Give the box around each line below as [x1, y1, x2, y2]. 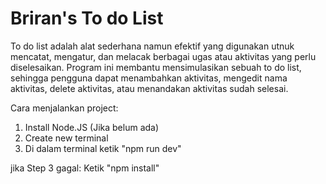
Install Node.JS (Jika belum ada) [24, 121, 160, 133]
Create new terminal [24, 132, 109, 144]
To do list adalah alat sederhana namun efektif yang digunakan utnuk [10, 40, 295, 52]
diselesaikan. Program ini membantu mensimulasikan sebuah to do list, [10, 61, 302, 73]
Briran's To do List [10, 7, 164, 30]
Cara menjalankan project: [10, 102, 119, 114]
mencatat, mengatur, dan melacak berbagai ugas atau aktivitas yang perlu [10, 50, 317, 62]
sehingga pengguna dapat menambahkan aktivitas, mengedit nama [10, 72, 288, 84]
